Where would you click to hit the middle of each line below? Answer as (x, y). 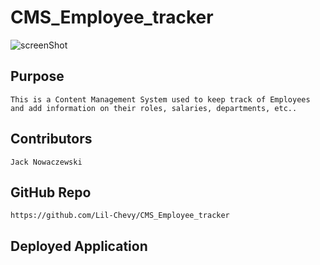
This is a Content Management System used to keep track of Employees (160, 99)
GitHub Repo (51, 192)
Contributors (51, 139)
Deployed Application (79, 246)
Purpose (37, 76)
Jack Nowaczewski (46, 162)
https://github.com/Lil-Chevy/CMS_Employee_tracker (120, 216)
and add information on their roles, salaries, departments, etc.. (154, 108)
